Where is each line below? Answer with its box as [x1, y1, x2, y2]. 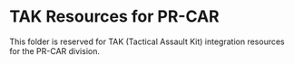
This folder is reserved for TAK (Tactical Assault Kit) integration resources [9, 36, 285, 47]
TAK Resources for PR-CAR [9, 6, 220, 27]
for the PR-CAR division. [9, 45, 100, 56]
